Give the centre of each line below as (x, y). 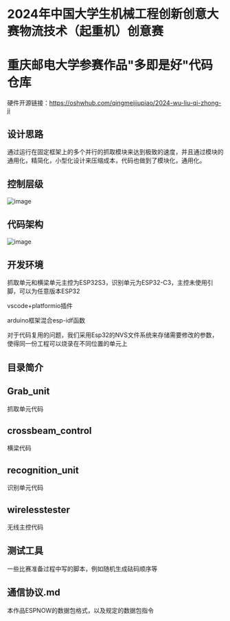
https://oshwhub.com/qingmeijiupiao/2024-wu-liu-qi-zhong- (135, 103)
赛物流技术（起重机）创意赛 (85, 31)
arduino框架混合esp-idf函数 (46, 320)
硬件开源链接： (28, 103)
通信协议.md (34, 592)
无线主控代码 (25, 527)
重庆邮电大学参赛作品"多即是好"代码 (110, 65)
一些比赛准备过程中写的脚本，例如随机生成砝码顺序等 (82, 569)
